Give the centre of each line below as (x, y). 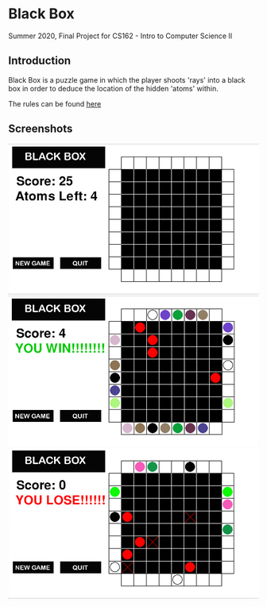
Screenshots (41, 129)
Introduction (40, 61)
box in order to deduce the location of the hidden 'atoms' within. (113, 88)
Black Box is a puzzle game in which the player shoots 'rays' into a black (127, 79)
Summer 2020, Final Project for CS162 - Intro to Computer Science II (120, 36)
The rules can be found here (55, 103)
